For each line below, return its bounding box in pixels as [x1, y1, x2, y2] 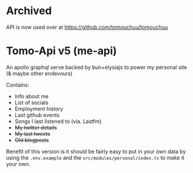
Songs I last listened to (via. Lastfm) [14, 118, 102, 125]
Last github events [14, 111, 60, 118]
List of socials [14, 99, 49, 106]
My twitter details [14, 124, 57, 131]
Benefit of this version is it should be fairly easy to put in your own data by [6, 148, 187, 155]
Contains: [6, 81, 29, 88]
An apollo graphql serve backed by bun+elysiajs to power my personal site [6, 64, 187, 71]
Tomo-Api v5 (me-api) [6, 44, 117, 58]
